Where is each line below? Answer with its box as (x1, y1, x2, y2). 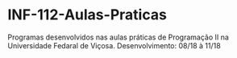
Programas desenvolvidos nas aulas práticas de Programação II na (7, 32, 229, 42)
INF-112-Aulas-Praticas (7, 6, 167, 24)
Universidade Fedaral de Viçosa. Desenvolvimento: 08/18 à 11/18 (7, 40, 221, 50)
